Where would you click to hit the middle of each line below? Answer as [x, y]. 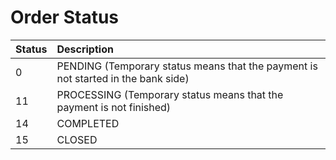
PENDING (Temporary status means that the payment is [187, 66]
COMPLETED [88, 123]
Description [85, 49]
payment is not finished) [114, 107]
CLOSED [77, 139]
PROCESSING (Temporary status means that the [170, 94]
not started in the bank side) [123, 78]
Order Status [65, 17]
